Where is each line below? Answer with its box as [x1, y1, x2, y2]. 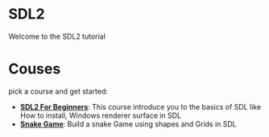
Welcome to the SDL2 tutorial [8, 31, 106, 41]
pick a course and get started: [8, 86, 109, 96]
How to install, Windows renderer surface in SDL [19, 110, 182, 120]
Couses [8, 60, 61, 78]
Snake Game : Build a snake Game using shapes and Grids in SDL [19, 118, 238, 129]
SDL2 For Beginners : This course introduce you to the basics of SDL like [19, 102, 262, 111]
